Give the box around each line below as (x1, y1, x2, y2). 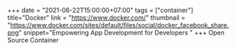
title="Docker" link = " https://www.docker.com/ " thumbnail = (7, 13, 186, 22)
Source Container (7, 36, 59, 44)
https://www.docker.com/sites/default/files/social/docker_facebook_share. (10, 21, 230, 29)
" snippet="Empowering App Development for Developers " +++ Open (18, 28, 225, 37)
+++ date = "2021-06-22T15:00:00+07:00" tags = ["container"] (7, 6, 193, 14)
